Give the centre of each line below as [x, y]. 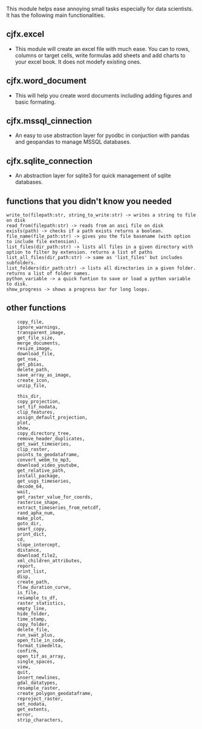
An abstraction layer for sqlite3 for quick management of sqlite [93, 176]
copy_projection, [39, 401]
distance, [30, 550]
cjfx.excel [25, 34]
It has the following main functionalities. [56, 15]
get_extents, [34, 709]
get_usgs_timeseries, [44, 481]
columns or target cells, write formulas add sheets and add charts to [100, 55]
